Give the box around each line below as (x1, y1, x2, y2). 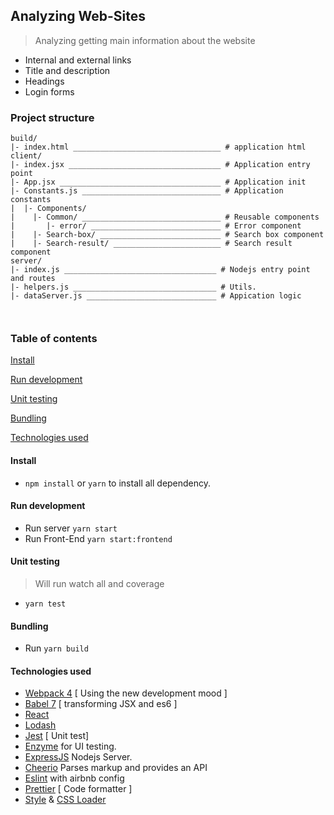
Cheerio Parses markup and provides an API (24, 762, 208, 774)
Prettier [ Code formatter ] (24, 783, 133, 795)
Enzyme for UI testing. (24, 740, 117, 753)
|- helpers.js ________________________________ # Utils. (10, 282, 257, 293)
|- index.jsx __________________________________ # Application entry (10, 160, 311, 170)
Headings (24, 75, 65, 87)
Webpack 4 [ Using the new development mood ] (24, 687, 228, 699)
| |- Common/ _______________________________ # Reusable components (10, 212, 320, 223)
